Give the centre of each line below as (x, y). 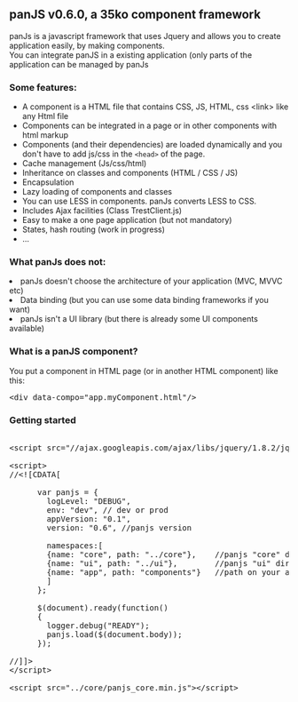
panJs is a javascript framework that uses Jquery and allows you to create (145, 36)
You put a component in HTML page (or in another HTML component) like (144, 371)
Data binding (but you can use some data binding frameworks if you (145, 300)
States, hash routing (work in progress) (94, 229)
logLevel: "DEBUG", (89, 501)
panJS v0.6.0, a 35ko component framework (135, 15)
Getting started (43, 419)
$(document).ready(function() (102, 608)
